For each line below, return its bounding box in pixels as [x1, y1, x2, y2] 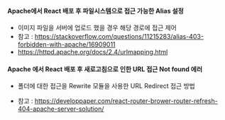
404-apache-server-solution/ [17, 104, 104, 113]
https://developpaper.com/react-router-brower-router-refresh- [34, 97, 218, 105]
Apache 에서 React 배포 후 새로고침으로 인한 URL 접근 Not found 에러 [7, 64, 203, 73]
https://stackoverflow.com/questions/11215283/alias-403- [34, 32, 204, 41]
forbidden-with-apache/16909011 [17, 40, 116, 49]
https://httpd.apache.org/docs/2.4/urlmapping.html [17, 48, 168, 56]
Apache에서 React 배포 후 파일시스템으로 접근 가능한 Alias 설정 [7, 6, 185, 15]
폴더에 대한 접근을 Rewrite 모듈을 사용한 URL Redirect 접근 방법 [17, 82, 195, 90]
